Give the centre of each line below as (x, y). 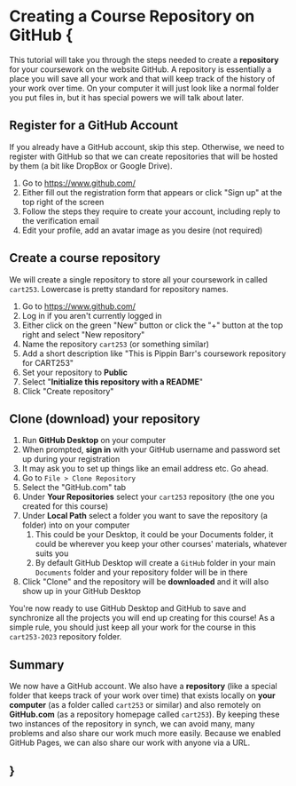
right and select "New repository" (83, 334)
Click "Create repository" (68, 391)
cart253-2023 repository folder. (66, 637)
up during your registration (71, 459)
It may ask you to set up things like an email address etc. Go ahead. (145, 469)
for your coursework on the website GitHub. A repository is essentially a (140, 69)
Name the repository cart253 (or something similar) (116, 344)
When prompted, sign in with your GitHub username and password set (151, 449)
